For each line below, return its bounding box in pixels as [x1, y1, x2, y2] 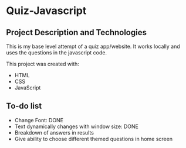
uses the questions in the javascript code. [6, 49, 107, 56]
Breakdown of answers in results [14, 129, 94, 136]
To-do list [6, 101, 42, 111]
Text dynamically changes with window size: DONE [14, 123, 139, 130]
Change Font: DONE [14, 116, 63, 123]
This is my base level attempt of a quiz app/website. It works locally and [6, 43, 180, 50]
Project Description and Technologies [6, 27, 147, 37]
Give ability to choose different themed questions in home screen [14, 135, 173, 142]
